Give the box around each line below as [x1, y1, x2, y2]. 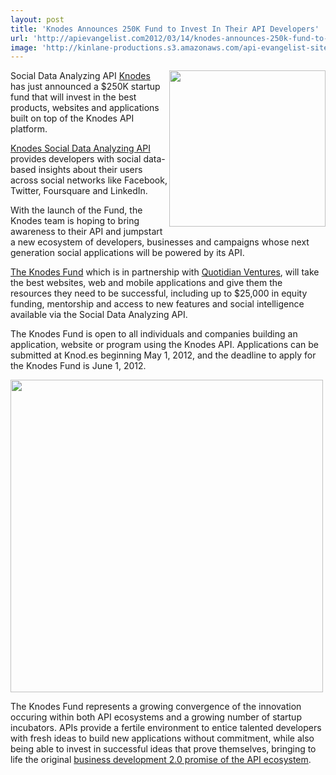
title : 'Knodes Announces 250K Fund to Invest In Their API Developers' [10, 24, 320, 34]
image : [10, 42, 38, 53]
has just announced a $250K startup [10, 81, 161, 93]
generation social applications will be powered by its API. [10, 247, 245, 259]
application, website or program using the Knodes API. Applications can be [10, 339, 319, 351]
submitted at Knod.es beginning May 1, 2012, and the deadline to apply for [10, 349, 317, 361]
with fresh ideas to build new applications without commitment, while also [10, 732, 315, 745]
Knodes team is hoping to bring [10, 215, 140, 227]
